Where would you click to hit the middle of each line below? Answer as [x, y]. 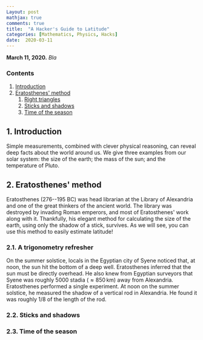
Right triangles [42, 99]
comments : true [25, 23]
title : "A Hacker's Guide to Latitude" [58, 29]
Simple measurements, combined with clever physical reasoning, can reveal [101, 146]
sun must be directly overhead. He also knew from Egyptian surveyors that [99, 274]
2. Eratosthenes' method [54, 185]
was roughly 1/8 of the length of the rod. [57, 299]
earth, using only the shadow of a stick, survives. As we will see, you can [98, 225]
